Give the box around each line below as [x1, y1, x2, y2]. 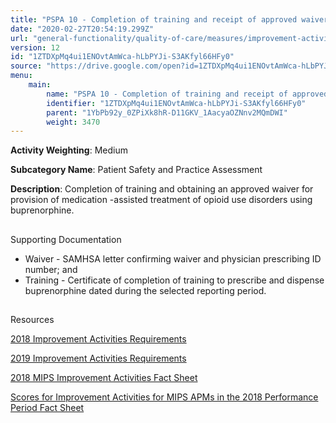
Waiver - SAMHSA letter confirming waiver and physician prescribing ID [24, 252, 322, 265]
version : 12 [10, 42, 60, 53]
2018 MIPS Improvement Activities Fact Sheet [10, 372, 198, 384]
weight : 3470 [46, 117, 101, 127]
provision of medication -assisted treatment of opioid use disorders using [10, 194, 313, 206]
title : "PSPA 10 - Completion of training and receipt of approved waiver [10, 14, 329, 25]
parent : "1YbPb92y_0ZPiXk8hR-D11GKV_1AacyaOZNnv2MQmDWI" [46, 107, 288, 118]
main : [28, 80, 52, 90]
